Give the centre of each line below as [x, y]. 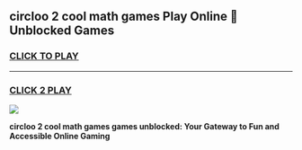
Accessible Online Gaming [60, 136]
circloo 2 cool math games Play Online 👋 [124, 17]
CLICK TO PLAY [44, 57]
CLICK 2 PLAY [40, 90]
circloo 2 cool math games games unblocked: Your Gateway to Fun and [145, 126]
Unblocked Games [62, 31]
